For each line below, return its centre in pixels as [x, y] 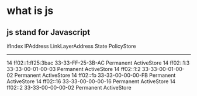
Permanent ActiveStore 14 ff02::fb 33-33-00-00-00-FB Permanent [95, 75]
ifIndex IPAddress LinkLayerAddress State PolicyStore [71, 46]
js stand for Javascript [48, 32]
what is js [30, 11]
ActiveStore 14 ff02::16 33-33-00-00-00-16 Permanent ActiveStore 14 [91, 81]
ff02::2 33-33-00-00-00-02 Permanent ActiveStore [69, 88]
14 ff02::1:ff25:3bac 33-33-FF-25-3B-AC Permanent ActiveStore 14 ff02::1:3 [98, 63]
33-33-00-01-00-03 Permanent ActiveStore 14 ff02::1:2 [74, 69]
